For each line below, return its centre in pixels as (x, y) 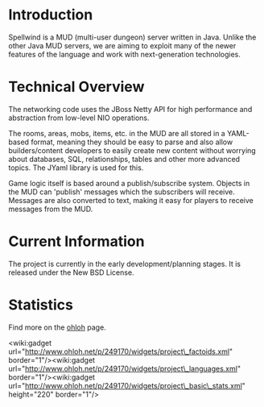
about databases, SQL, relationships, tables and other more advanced (124, 159)
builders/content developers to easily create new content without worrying (132, 150)
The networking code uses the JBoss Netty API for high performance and (130, 109)
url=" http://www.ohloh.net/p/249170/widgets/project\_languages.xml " (125, 368)
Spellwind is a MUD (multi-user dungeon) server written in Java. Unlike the (132, 37)
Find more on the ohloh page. (57, 327)
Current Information (76, 241)
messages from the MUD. (51, 209)
